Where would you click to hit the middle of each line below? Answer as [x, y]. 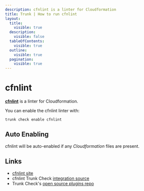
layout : [13, 18]
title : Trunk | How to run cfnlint [41, 14]
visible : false [29, 37]
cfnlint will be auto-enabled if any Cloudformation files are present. [72, 146]
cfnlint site [23, 173]
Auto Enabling [27, 134]
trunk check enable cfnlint [34, 120]
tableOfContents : [27, 41]
